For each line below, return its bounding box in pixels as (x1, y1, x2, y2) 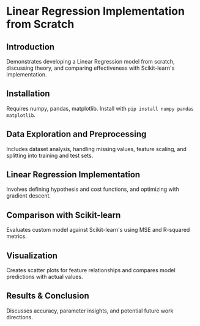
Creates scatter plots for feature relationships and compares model (6, 267, 176, 274)
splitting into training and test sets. (6, 152, 94, 159)
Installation (6, 89, 50, 99)
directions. (6, 313, 34, 320)
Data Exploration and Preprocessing (6, 129, 147, 139)
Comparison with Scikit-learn (6, 210, 121, 220)
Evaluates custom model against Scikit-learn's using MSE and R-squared (6, 226, 190, 234)
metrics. (6, 232, 28, 240)
